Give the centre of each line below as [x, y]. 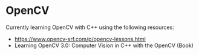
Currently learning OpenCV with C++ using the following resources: [90, 27]
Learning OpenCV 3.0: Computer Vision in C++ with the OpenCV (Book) [104, 45]
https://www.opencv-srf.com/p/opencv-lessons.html [80, 39]
